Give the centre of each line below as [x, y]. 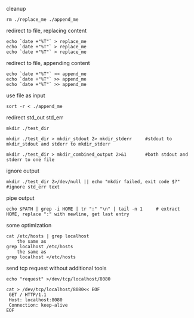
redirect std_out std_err [35, 118]
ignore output [23, 171]
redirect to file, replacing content [47, 30]
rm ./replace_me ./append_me [42, 20]
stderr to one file [30, 160]
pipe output [20, 198]
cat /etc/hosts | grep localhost [48, 236]
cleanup [16, 9]
